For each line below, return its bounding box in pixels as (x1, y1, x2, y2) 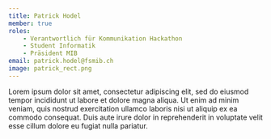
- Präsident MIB (23, 49, 78, 57)
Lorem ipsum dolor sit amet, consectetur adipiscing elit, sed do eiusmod (8, 86, 249, 96)
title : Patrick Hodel (8, 11, 82, 20)
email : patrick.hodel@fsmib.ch (8, 57, 114, 65)
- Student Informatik (23, 42, 95, 50)
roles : (8, 27, 31, 35)
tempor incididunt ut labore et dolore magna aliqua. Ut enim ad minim (8, 95, 239, 105)
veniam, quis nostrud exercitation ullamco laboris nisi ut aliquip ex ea (8, 103, 238, 113)
